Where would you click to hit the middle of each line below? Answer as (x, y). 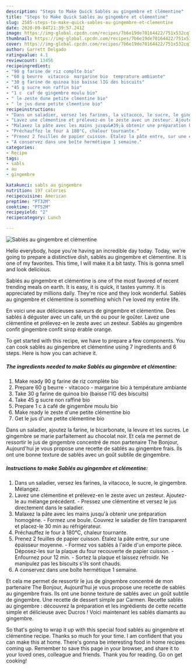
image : (14, 33)
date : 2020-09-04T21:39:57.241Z (45, 28)
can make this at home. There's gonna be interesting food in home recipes (95, 642)
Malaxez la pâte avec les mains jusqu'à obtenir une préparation (90, 514)
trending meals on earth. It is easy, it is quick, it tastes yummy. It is (86, 287)
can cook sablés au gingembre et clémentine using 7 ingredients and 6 (91, 347)
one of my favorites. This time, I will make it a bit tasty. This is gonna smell (95, 263)
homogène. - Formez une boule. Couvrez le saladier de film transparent (101, 520)
